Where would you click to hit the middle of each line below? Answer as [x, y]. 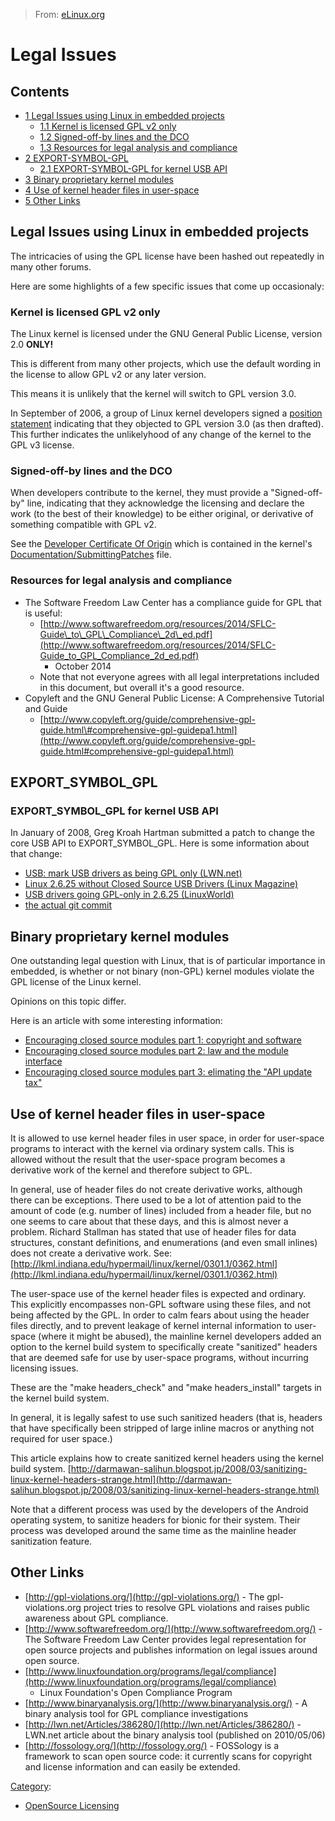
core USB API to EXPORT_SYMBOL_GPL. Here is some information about [160, 843]
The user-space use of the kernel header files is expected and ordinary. [158, 1294]
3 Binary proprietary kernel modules [99, 179]
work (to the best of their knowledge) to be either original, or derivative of [162, 514]
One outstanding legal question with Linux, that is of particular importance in [168, 961]
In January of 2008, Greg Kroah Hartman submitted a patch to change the [162, 833]
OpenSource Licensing [72, 1805]
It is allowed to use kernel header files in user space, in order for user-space [167, 1138]
